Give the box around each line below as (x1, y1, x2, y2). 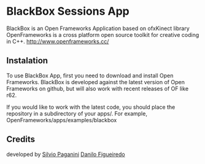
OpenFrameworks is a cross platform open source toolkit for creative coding (6, 31, 199, 38)
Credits (6, 134, 36, 145)
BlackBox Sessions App (6, 4, 130, 18)
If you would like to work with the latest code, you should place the (6, 103, 176, 111)
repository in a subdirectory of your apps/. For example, (6, 109, 147, 117)
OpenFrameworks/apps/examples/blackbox (6, 116, 117, 123)
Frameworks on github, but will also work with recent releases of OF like (6, 85, 189, 92)
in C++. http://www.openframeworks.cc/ (6, 37, 109, 45)
